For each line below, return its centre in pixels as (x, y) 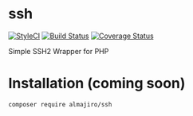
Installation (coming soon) (97, 83)
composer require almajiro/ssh (60, 104)
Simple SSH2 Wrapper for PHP (59, 51)
